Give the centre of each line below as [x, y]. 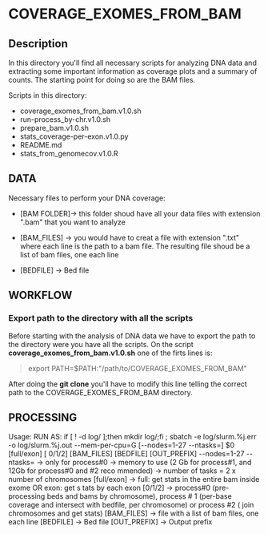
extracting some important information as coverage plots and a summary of [133, 71]
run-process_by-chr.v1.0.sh [65, 119]
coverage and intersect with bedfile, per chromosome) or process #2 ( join [131, 505]
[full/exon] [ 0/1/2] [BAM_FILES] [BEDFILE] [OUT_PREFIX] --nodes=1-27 [126, 454]
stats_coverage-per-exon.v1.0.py [74, 136]
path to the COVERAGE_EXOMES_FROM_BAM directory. [101, 392]
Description [38, 44]
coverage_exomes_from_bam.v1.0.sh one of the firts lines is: [110, 353]
